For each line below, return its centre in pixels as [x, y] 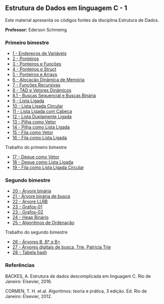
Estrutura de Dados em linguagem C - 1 [66, 8]
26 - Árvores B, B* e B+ [36, 242]
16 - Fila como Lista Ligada [40, 138]
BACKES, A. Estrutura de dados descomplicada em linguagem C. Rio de [78, 276]
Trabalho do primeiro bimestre [36, 147]
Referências [20, 265]
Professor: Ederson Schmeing [36, 30]
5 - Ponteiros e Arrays [35, 74]
